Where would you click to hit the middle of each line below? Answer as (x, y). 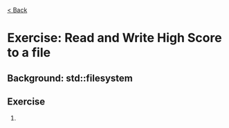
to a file (29, 53)
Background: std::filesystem (70, 78)
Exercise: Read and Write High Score (115, 38)
